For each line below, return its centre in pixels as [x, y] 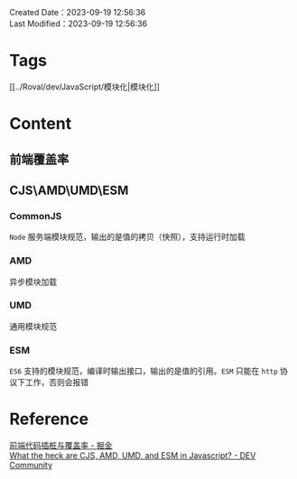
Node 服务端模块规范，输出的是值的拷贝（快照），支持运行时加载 [127, 237]
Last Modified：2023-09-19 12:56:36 [78, 23]
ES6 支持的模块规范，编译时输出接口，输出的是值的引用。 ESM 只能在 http [144, 371]
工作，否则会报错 [56, 382]
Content [41, 124]
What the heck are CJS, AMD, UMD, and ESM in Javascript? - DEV [133, 456]
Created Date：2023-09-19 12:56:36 [78, 12]
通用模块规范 [33, 326]
